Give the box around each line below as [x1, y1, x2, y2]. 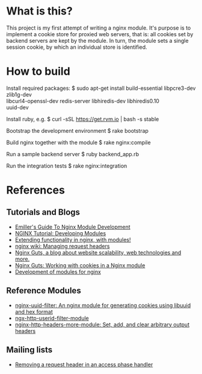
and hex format [14, 308, 53, 315]
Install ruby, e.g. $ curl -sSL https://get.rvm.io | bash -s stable [6, 115, 159, 122]
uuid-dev [6, 104, 29, 111]
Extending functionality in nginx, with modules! [14, 236, 131, 243]
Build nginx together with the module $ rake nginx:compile [6, 139, 151, 146]
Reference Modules [6, 285, 81, 296]
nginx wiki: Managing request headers [14, 242, 110, 250]
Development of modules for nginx [14, 268, 101, 275]
